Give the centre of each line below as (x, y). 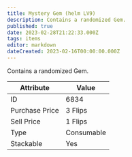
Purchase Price (35, 110)
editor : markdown (32, 45)
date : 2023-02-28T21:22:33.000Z (53, 32)
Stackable (27, 143)
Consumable (86, 132)
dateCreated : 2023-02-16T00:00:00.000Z (64, 52)
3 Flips (76, 110)
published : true (30, 26)
